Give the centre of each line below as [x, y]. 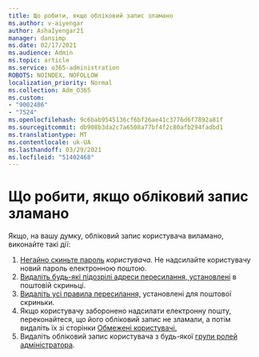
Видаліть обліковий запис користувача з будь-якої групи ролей [129, 336]
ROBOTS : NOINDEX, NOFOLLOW [53, 75]
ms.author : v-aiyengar [46, 23]
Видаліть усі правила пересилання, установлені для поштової [126, 294]
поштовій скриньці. [53, 286]
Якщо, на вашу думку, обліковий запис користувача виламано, [116, 236]
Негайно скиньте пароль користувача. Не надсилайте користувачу [135, 260]
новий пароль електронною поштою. [83, 268]
